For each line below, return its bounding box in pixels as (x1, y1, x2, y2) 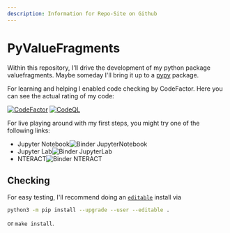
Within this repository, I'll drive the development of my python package (7, 63, 211, 72)
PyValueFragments (7, 40, 121, 56)
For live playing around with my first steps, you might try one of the (7, 119, 200, 127)
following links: (7, 126, 50, 135)
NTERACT (17, 154, 47, 163)
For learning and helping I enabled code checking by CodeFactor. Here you (7, 84, 223, 93)
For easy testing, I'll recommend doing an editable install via (7, 193, 182, 202)
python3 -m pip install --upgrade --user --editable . (7, 206, 170, 213)
